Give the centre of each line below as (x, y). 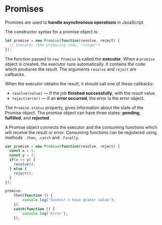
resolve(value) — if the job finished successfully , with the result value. (84, 93)
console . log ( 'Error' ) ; (45, 213)
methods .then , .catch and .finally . (42, 137)
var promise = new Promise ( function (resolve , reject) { (62, 146)
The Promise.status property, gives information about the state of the (74, 107)
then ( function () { (33, 195)
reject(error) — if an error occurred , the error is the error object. (78, 98)
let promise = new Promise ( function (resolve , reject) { (62, 40)
